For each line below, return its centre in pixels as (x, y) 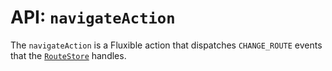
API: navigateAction (93, 17)
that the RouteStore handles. (68, 55)
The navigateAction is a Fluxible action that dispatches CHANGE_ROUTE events (166, 45)
